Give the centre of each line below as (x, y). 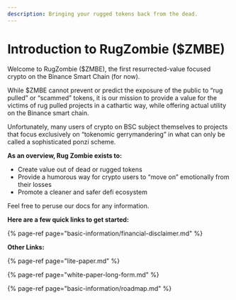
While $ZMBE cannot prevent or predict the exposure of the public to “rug (115, 90)
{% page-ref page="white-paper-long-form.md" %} (83, 274)
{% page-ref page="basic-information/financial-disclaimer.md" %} (105, 233)
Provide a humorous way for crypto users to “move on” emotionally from (123, 177)
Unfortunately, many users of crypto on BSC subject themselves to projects (118, 127)
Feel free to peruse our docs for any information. (78, 205)
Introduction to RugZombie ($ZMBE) (116, 49)
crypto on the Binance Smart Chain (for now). (74, 76)
